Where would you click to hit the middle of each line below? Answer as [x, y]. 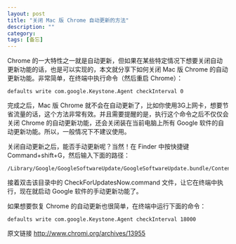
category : [22, 33]
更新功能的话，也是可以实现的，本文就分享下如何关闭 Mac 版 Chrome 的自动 [118, 69]
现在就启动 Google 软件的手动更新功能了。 [81, 191]
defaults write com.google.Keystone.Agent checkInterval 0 [96, 92]
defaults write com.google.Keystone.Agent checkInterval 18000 [102, 219]
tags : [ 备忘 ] [25, 40]
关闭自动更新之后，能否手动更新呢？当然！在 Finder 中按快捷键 [98, 147]
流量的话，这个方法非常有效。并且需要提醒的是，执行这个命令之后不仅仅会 [121, 114]
